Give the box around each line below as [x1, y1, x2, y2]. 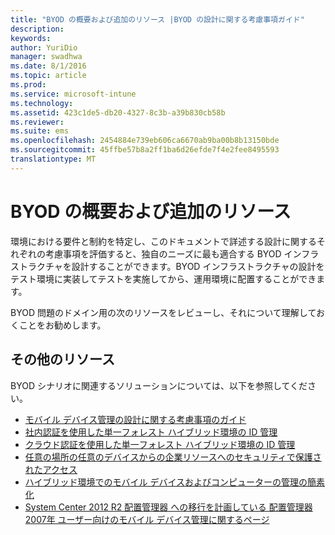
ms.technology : [10, 98, 74, 108]
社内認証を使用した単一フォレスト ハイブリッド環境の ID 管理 [24, 426, 278, 438]
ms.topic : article [10, 71, 87, 81]
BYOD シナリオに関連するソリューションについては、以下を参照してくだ [10, 379, 308, 391]
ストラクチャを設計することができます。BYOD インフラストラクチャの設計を [10, 260, 325, 272]
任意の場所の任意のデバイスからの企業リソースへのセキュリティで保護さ [24, 451, 322, 463]
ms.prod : [10, 80, 47, 90]
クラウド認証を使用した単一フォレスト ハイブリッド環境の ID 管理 [24, 438, 296, 450]
